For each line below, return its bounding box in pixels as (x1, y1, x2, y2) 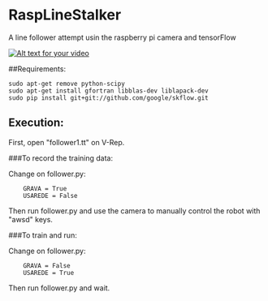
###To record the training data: (8, 153, 114, 163)
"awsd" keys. (8, 214, 53, 224)
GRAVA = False (23, 261, 71, 269)
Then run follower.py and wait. (8, 282, 110, 293)
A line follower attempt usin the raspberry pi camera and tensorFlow (8, 32, 237, 42)
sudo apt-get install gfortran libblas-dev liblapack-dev (8, 87, 209, 95)
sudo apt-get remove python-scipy (8, 80, 126, 88)
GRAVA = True (23, 184, 67, 192)
